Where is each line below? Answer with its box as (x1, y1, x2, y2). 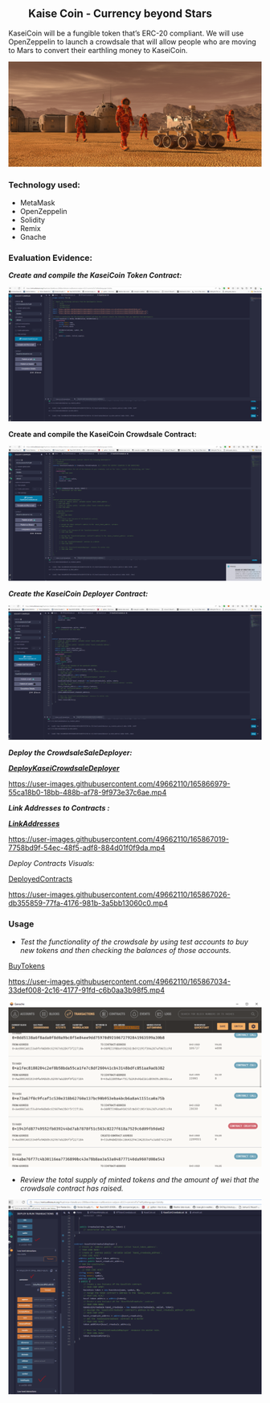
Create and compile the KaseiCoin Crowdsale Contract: (8, 429, 197, 439)
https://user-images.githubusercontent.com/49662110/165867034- (8, 976, 231, 986)
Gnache (19, 232, 47, 241)
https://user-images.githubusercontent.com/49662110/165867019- (8, 835, 229, 844)
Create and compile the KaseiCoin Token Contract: (8, 270, 182, 280)
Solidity (19, 215, 46, 225)
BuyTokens (8, 961, 46, 971)
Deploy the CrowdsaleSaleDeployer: (8, 748, 133, 757)
